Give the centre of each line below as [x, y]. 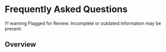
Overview [21, 45]
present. [13, 28]
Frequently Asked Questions [66, 9]
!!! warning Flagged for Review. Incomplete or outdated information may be [83, 23]
